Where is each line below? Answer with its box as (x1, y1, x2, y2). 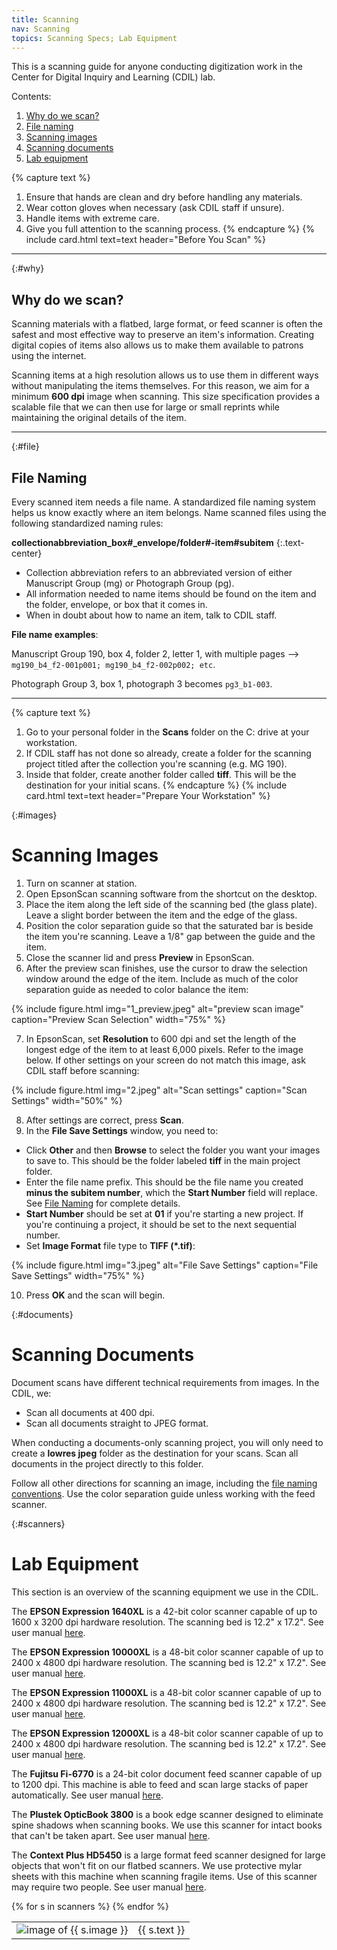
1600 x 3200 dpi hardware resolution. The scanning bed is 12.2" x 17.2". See (11, 1616, 324, 1628)
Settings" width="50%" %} (11, 1094, 123, 1106)
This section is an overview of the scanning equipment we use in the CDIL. (11, 1586, 319, 1598)
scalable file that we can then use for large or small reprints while (11, 401, 280, 413)
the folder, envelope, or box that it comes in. (25, 599, 208, 610)
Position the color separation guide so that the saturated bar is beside (25, 919, 314, 931)
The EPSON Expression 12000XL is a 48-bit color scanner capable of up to (11, 1727, 324, 1739)
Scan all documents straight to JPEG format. (25, 1417, 209, 1429)
